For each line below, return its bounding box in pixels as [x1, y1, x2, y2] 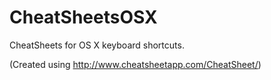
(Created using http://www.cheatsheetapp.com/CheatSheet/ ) [9, 58, 262, 70]
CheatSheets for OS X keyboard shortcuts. [9, 39, 185, 51]
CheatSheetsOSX [9, 6, 158, 29]
